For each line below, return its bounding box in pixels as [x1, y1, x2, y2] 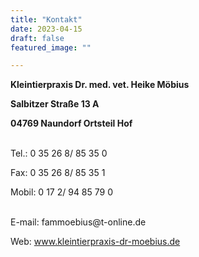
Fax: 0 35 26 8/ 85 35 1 [10, 167, 106, 179]
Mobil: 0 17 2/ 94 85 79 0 [10, 186, 114, 198]
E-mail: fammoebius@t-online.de [10, 216, 147, 228]
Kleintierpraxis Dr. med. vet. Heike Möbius [10, 79, 190, 91]
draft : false [10, 33, 65, 43]
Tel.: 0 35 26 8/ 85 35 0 [10, 147, 108, 160]
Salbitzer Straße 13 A [10, 98, 100, 110]
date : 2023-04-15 [10, 24, 83, 34]
